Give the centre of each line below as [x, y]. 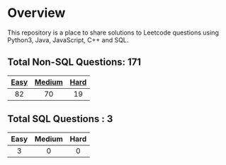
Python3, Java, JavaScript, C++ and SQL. [68, 39]
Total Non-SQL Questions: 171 [74, 62]
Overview [36, 13]
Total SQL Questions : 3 [60, 119]
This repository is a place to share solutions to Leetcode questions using [113, 32]
